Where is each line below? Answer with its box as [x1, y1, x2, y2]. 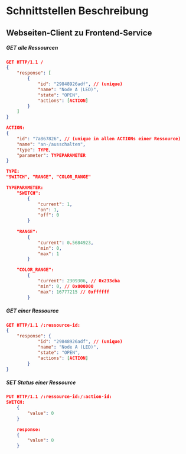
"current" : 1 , [37, 201, 73, 207]
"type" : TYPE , [17, 147, 51, 153]
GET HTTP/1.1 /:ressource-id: [6, 322, 81, 328]
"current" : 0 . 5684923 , [37, 240, 94, 246]
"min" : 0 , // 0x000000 [37, 283, 94, 289]
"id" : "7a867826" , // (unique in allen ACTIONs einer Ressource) [17, 136, 181, 141]
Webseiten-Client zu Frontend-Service [6, 28, 152, 38]
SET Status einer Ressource [6, 379, 76, 386]
